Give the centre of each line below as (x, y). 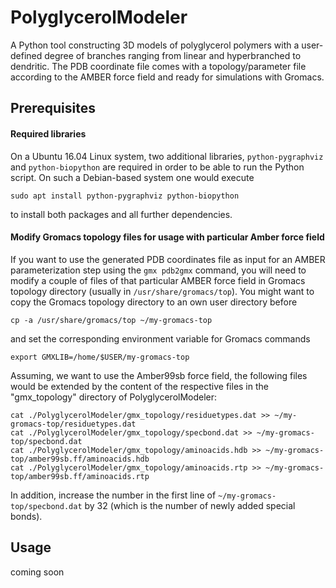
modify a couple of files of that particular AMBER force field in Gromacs (158, 280)
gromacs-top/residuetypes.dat (73, 424)
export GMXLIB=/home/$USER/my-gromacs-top (100, 357)
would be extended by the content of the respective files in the (139, 386)
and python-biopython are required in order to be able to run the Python (157, 167)
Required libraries (48, 133)
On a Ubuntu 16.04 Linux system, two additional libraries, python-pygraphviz (167, 156)
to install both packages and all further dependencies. (121, 214)
